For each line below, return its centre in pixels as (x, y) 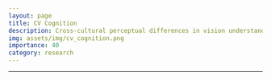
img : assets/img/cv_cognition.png (67, 38)
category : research (41, 53)
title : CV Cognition (43, 23)
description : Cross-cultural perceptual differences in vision (117, 30)
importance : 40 (34, 46)
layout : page (30, 16)
